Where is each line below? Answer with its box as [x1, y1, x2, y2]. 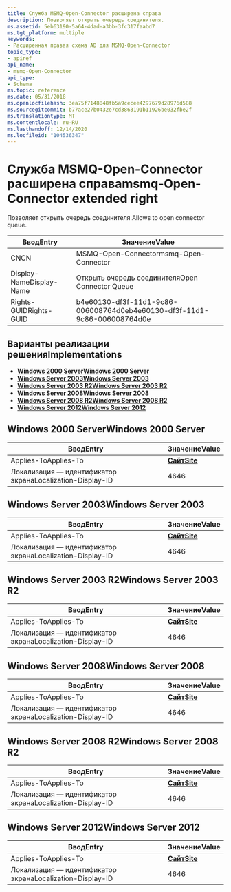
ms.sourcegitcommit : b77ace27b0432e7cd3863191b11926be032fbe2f [7, 106, 192, 113]
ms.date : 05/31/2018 [7, 94, 67, 101]
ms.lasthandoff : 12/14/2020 [7, 125, 88, 132]
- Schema [7, 81, 32, 88]
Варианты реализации [7, 338, 110, 349]
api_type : [7, 74, 36, 81]
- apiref [7, 55, 32, 62]
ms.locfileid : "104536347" [7, 132, 85, 139]
